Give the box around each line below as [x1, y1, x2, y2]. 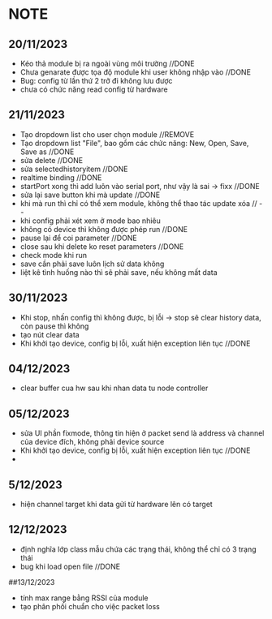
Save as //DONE [19, 147, 75, 157]
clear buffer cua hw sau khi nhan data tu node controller [19, 383, 209, 393]
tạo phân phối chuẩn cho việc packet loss [19, 601, 160, 611]
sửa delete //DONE [19, 155, 84, 165]
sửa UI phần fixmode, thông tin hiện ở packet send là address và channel [19, 428, 265, 438]
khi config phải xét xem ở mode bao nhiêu [19, 216, 161, 226]
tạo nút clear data [19, 329, 80, 339]
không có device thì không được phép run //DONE [19, 224, 188, 234]
